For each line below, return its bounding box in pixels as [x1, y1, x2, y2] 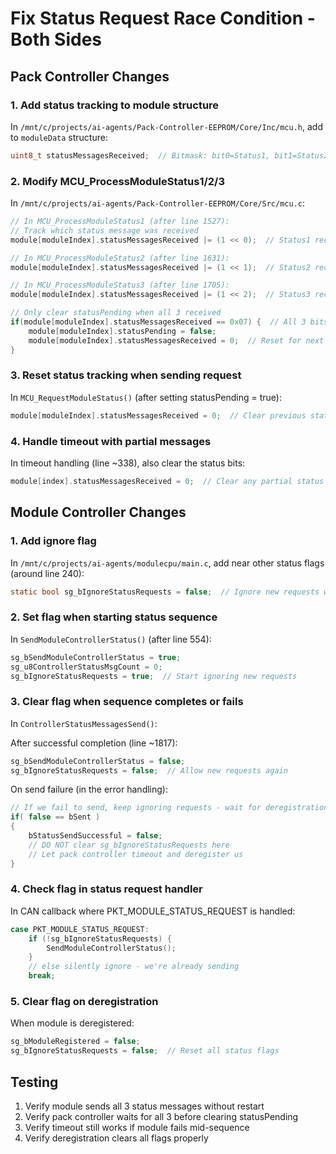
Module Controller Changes [10, 504, 187, 521]
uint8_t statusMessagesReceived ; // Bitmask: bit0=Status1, [10, 150, 271, 161]
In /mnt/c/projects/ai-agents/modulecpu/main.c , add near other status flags [10, 557, 325, 569]
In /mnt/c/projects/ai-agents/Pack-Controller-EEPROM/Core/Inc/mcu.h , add [10, 120, 323, 132]
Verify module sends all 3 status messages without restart [24, 1100, 265, 1112]
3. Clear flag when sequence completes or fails [10, 695, 244, 709]
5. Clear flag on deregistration [10, 995, 159, 1009]
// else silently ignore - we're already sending [28, 962, 240, 972]
